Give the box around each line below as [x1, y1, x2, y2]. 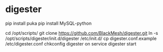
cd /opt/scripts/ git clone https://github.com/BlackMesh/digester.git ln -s [5, 30, 158, 36]
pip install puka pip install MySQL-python [5, 20, 92, 26]
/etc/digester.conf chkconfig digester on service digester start [5, 40, 136, 46]
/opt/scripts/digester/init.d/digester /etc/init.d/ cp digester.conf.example [5, 35, 157, 41]
